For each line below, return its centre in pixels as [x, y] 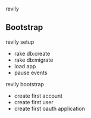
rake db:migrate [34, 60]
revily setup [20, 42]
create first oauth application [50, 108]
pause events [31, 72]
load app [25, 66]
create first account [38, 96]
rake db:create [32, 53]
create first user [34, 102]
